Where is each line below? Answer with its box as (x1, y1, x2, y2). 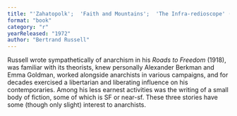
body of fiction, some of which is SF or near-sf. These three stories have (7, 93, 219, 102)
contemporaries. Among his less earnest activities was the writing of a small (7, 86, 229, 94)
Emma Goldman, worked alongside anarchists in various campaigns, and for (7, 71, 229, 79)
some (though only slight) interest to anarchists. (7, 101, 147, 109)
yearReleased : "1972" (7, 30, 71, 37)
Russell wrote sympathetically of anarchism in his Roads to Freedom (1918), (7, 56, 227, 64)
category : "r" (7, 23, 49, 30)
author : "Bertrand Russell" (7, 37, 90, 44)
